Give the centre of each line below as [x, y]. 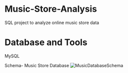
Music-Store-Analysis [51, 9]
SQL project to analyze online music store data [52, 23]
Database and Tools [46, 42]
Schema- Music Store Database [37, 65]
